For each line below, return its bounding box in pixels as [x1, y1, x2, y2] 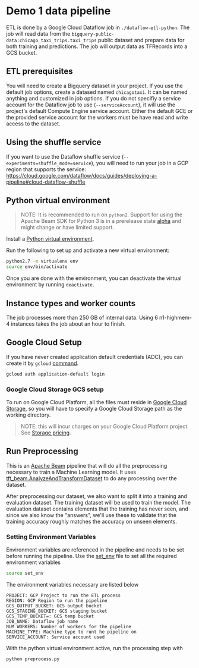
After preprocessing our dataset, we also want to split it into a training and [6, 492, 187, 500]
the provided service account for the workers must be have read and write [6, 114, 188, 121]
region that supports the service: [6, 165, 86, 173]
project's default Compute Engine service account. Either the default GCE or [6, 107, 193, 114]
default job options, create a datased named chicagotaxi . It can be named [6, 88, 188, 96]
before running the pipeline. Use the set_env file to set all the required [6, 553, 177, 560]
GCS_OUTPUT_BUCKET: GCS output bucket [6, 603, 102, 609]
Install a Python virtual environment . [6, 235, 94, 242]
